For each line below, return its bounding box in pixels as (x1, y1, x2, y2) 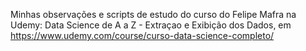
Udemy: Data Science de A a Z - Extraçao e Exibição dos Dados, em (10, 19, 292, 31)
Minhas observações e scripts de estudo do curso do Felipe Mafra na (10, 9, 297, 20)
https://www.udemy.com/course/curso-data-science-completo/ (10, 30, 275, 41)
